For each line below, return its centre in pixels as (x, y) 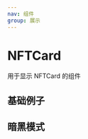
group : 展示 (24, 21)
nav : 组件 (21, 14)
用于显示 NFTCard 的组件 (44, 76)
